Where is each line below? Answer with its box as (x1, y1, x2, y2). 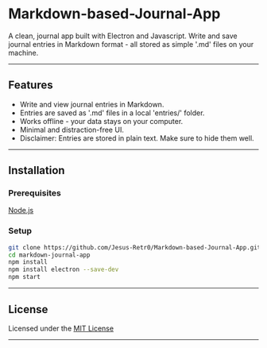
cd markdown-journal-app (8, 251, 91, 259)
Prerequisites (8, 188, 61, 199)
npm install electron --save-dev (8, 265, 119, 274)
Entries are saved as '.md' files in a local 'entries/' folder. (19, 108, 205, 118)
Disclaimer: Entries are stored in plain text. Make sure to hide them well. (19, 133, 254, 143)
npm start (8, 273, 41, 281)
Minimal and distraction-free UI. (19, 125, 125, 134)
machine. (8, 48, 39, 57)
